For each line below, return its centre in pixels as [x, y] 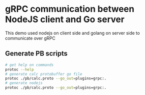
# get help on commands [29, 65]
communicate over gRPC [30, 38]
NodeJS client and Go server [65, 19]
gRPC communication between [70, 9]
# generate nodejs [24, 83]
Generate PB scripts [36, 54]
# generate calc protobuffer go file [44, 74]
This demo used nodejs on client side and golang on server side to [72, 33]
